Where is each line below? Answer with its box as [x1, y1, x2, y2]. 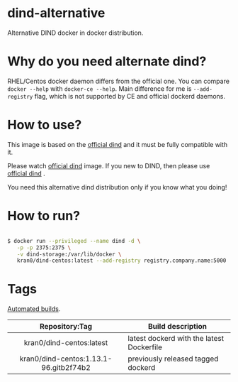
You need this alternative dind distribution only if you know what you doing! [7, 182, 227, 191]
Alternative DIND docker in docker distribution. [7, 28, 144, 37]
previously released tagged [127, 354, 219, 364]
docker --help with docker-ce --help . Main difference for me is [7, 84, 192, 93]
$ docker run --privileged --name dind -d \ [7, 237, 141, 244]
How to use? [7, 117, 82, 133]
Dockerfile [127, 342, 163, 352]
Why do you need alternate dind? [7, 53, 207, 70]
